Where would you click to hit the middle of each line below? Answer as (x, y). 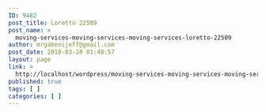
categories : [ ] (35, 96)
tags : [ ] (25, 89)
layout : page (30, 60)
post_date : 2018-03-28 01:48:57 (61, 52)
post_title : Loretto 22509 (53, 23)
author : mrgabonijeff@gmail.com (61, 45)
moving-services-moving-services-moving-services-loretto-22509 (123, 37)
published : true (35, 81)
